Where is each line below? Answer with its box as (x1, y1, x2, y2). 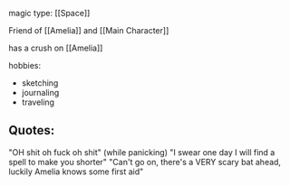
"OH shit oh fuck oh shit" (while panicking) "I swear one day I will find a (8, 146, 275, 157)
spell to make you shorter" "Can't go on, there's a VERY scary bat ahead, (8, 156, 282, 167)
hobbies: (8, 60, 42, 70)
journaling (21, 88, 60, 98)
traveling (21, 97, 55, 107)
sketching (21, 78, 59, 88)
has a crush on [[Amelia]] (8, 42, 103, 53)
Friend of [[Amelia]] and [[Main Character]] (8, 25, 169, 35)
